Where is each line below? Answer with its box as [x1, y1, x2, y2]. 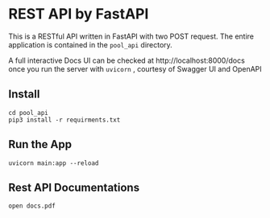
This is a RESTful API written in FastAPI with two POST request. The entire [8, 31, 254, 41]
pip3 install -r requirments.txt [8, 116, 121, 124]
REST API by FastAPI [8, 5, 149, 23]
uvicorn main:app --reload [8, 158, 99, 167]
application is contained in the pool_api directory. [8, 39, 173, 49]
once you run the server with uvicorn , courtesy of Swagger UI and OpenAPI [8, 64, 262, 73]
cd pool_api [8, 109, 48, 117]
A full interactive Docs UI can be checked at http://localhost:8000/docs [8, 56, 246, 65]
